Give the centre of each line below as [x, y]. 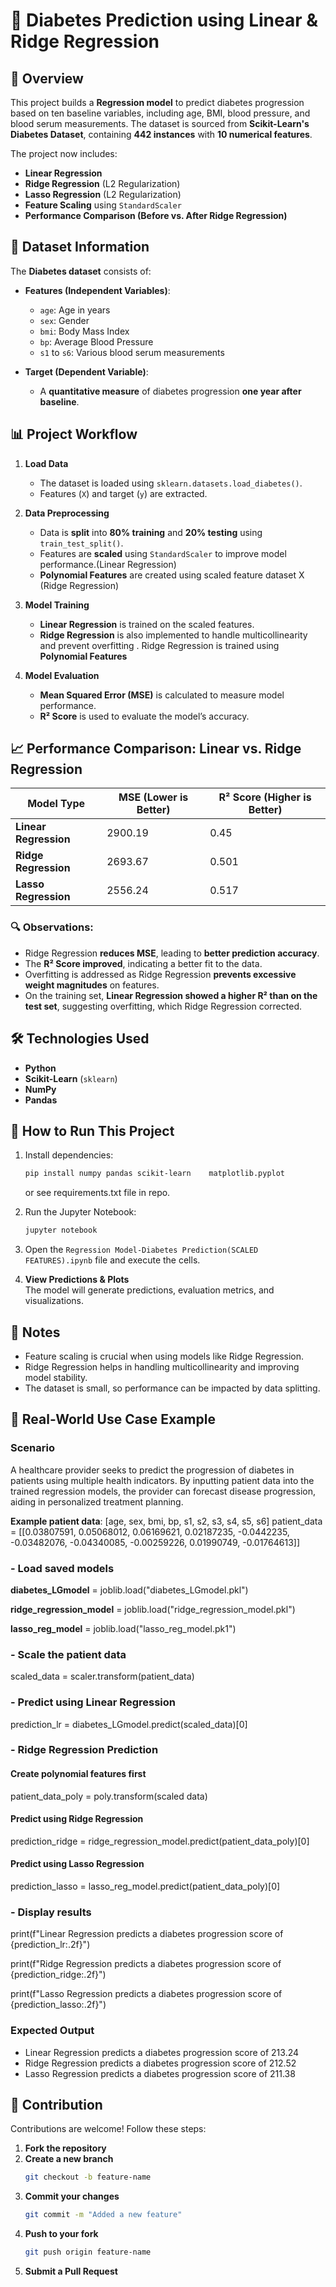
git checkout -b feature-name [88, 2177]
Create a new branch [69, 2159]
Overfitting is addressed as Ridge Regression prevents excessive [160, 974]
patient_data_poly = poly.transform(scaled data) [109, 1796]
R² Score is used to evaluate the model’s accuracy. [144, 716]
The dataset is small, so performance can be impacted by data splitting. [172, 1388]
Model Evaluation [62, 675]
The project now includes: [64, 153]
